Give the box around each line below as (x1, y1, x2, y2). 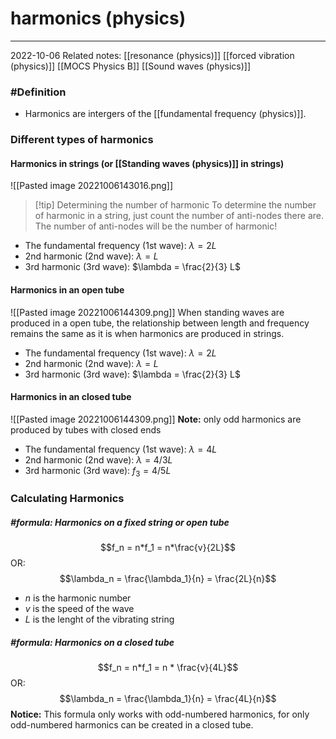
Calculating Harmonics (10, 492, 125, 506)
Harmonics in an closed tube (10, 391, 132, 403)
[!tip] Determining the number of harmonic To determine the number (34, 199, 317, 211)
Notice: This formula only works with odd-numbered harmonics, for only (10, 708, 310, 721)
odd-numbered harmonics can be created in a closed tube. (10, 719, 254, 731)
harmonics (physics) (10, 7, 187, 30)
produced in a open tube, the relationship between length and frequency (10, 317, 310, 329)
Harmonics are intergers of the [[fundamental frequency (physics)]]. (24, 108, 307, 120)
